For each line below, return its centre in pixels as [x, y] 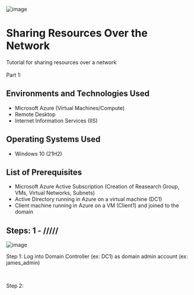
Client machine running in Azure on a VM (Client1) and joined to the [97, 206]
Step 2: [15, 286]
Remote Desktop [35, 114]
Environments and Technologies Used [78, 94]
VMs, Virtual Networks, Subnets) [55, 193]
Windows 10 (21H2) [38, 153]
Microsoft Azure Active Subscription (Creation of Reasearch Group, [97, 187]
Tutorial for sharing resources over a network [61, 62]
